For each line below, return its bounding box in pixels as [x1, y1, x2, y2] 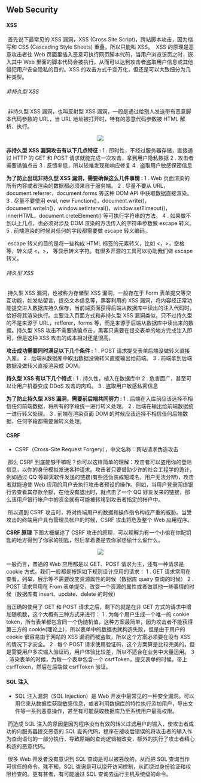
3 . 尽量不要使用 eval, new [6, 197, 71, 204]
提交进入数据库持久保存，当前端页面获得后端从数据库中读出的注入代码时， [11, 304, 195, 311]
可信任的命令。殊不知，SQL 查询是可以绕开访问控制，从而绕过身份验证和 [6, 763, 186, 770]
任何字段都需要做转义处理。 [16, 418, 85, 425]
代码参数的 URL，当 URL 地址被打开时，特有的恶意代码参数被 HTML [11, 115, 179, 122]
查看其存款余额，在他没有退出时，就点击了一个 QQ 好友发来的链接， [16, 488, 185, 496]
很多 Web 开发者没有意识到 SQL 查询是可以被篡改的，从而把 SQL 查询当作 [7, 755, 190, 763]
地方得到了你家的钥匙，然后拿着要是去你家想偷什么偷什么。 [16, 536, 163, 544]
